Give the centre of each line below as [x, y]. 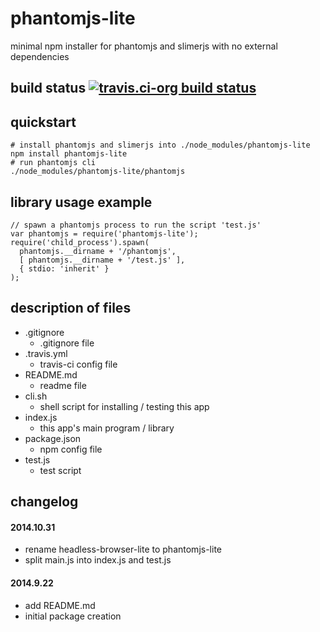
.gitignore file [67, 343]
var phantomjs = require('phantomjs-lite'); [104, 233]
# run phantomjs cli [53, 163]
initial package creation [73, 616]
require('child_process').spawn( [80, 242]
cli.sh [36, 396]
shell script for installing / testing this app [124, 406]
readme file [63, 385]
